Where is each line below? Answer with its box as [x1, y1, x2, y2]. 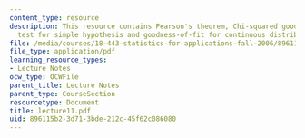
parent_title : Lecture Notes [9, 81, 120, 90]
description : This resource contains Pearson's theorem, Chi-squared [9, 22, 279, 31]
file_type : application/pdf [9, 47, 116, 56]
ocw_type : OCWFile [9, 73, 79, 82]
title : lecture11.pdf [9, 106, 92, 115]
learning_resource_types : [9, 55, 107, 64]
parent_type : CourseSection [9, 89, 116, 98]
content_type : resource [9, 13, 100, 23]
